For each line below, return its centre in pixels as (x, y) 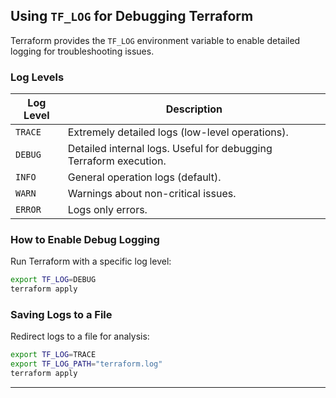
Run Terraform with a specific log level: (91, 261)
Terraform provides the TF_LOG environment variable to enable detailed (155, 40)
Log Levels (37, 77)
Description (194, 109)
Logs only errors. (107, 210)
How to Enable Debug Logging (85, 240)
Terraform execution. (117, 161)
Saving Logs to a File (61, 315)
